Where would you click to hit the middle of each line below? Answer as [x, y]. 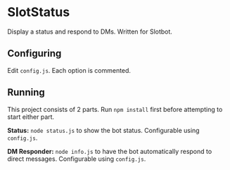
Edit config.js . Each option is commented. [69, 70]
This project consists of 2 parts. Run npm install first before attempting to [115, 109]
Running [26, 93]
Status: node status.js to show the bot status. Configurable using [103, 130]
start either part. [31, 117]
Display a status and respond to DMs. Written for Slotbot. [90, 31]
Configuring [34, 54]
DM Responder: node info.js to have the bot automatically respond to [110, 151]
